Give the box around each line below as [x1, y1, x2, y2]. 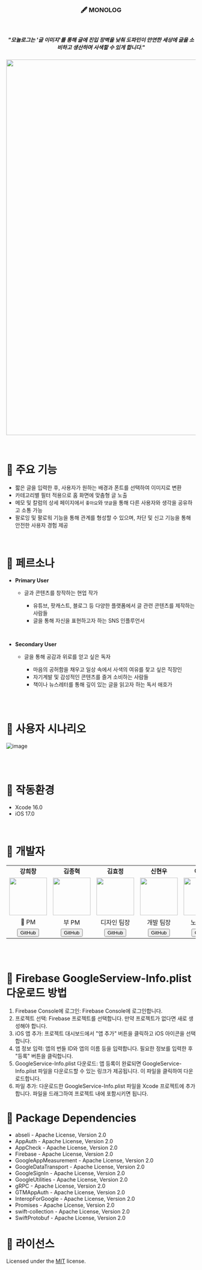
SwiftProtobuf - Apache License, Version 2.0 [14, 1214, 126, 1221]
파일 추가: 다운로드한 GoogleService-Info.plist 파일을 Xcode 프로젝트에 [14, 1082, 185, 1090]
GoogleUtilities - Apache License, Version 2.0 [14, 1176, 128, 1183]
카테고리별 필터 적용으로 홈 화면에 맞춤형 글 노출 [14, 492, 127, 499]
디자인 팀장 [100, 918, 130, 926]
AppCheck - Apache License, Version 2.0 [14, 1144, 118, 1151]
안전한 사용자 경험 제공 [14, 522, 69, 529]
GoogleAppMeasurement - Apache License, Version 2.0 [14, 1156, 154, 1164]
